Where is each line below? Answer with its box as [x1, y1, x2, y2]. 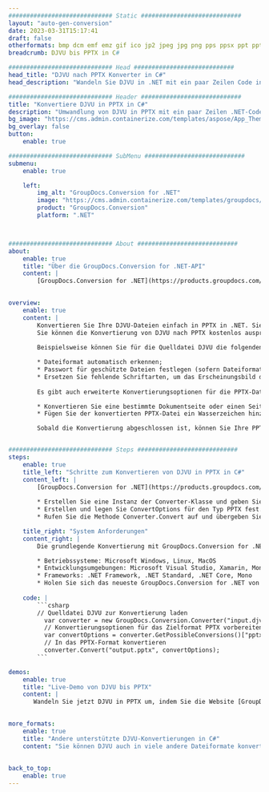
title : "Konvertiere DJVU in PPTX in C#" [8, 100, 149, 108]
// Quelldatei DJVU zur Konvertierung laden [37, 608, 188, 617]
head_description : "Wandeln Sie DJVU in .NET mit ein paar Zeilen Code [8, 78, 252, 87]
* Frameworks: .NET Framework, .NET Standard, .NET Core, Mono [37, 572, 252, 580]
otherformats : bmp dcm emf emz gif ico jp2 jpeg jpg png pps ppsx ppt [8, 42, 249, 50]
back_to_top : [8, 765, 52, 773]
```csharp [37, 601, 70, 609]
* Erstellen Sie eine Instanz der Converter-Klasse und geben [37, 498, 249, 506]
